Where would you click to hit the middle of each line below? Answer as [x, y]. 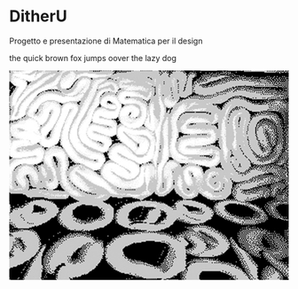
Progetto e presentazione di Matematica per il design [106, 41]
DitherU [39, 16]
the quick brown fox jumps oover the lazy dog [93, 58]
